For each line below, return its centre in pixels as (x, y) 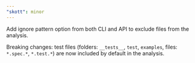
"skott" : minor (25, 12)
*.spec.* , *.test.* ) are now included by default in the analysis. (85, 53)
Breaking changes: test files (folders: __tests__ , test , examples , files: (92, 47)
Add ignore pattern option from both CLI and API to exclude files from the (98, 29)
